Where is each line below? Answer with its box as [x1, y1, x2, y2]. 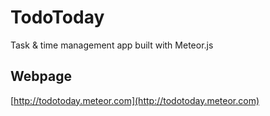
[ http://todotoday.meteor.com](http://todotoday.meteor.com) [10, 94, 260, 106]
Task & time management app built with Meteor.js [10, 39, 214, 51]
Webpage [10, 68, 72, 85]
